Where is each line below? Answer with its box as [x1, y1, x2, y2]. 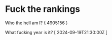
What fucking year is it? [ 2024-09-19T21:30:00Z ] [5, 29, 108, 35]
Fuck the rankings [5, 3, 80, 15]
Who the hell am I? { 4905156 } [5, 20, 68, 26]
